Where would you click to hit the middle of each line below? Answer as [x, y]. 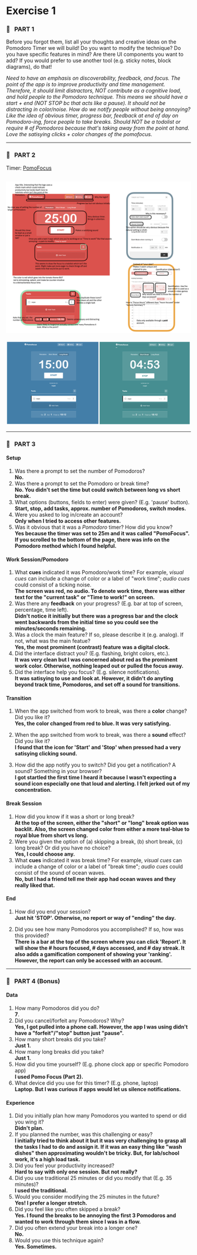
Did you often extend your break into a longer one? [76, 1228]
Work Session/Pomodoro [37, 559]
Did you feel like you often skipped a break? [67, 1209]
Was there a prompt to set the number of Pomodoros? [80, 471]
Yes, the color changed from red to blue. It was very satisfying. [93, 724]
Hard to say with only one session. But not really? [76, 1172]
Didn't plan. [29, 1128]
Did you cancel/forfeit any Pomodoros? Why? [69, 1020]
